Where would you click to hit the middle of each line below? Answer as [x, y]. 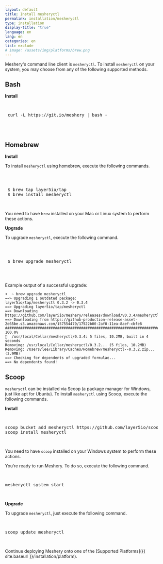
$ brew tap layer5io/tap [37, 190]
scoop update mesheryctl [34, 532]
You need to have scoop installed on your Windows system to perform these [81, 451]
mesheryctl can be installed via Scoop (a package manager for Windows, [78, 389]
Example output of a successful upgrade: [46, 285]
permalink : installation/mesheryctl [42, 18]
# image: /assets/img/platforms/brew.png [48, 50]
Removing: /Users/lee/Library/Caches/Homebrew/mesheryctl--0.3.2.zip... [80, 350]
